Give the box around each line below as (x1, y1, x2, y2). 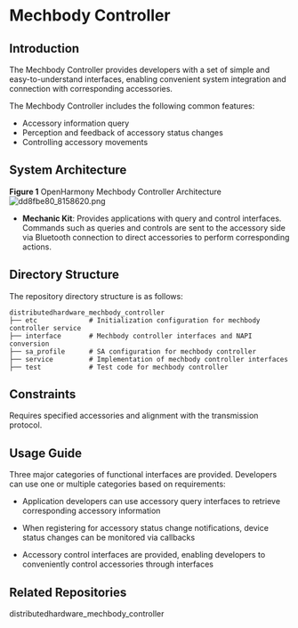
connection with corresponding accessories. (9, 84, 173, 94)
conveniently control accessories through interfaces (21, 559, 213, 570)
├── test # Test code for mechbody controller (9, 363, 229, 371)
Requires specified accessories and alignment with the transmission (9, 411, 259, 421)
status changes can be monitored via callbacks (21, 532, 196, 543)
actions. (21, 241, 52, 252)
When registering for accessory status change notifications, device (21, 523, 270, 534)
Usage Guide (9, 445, 83, 461)
